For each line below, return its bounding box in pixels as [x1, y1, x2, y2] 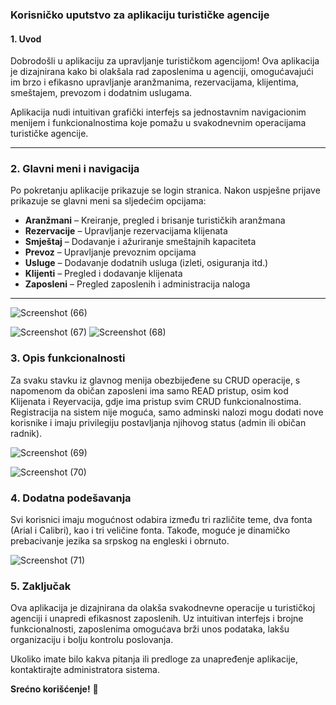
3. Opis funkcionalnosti [10, 351, 126, 365]
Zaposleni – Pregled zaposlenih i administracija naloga [24, 278, 251, 290]
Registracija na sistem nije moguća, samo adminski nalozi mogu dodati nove [10, 406, 324, 418]
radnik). [10, 427, 43, 439]
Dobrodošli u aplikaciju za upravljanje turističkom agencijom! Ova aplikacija [10, 55, 320, 67]
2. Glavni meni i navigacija [10, 162, 140, 176]
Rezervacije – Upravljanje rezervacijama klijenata [24, 225, 228, 237]
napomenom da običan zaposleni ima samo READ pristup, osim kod [10, 384, 289, 397]
